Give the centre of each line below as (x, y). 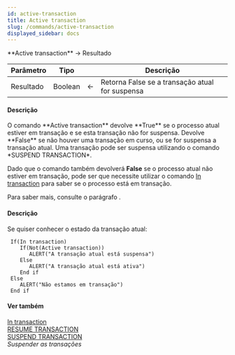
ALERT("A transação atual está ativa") (87, 266)
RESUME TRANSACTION (43, 329)
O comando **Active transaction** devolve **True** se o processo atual (114, 125)
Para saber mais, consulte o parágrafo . (64, 197)
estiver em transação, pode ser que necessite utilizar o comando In (104, 176)
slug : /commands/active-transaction (60, 27)
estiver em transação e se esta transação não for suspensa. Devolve (106, 133)
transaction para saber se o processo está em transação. (90, 183)
